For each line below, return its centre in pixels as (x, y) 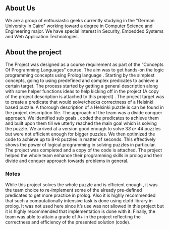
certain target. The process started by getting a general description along (81, 86)
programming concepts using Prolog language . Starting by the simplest (80, 75)
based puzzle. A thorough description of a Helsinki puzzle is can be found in (84, 107)
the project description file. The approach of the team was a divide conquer (84, 112)
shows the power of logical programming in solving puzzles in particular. (81, 144)
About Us (20, 8)
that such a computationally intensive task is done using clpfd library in (79, 200)
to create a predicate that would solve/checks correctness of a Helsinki (79, 102)
